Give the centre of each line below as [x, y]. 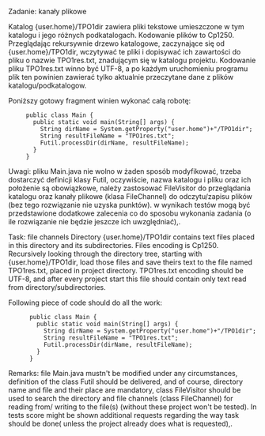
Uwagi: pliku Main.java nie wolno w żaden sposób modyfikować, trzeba [125, 171]
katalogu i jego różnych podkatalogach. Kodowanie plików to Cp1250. [121, 35]
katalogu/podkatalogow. [47, 85]
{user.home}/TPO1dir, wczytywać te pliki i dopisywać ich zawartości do [125, 52]
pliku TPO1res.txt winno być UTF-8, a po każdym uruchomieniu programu [128, 69]
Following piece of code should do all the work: [85, 303]
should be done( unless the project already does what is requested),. [121, 423]
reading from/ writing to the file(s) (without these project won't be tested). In [132, 407]
